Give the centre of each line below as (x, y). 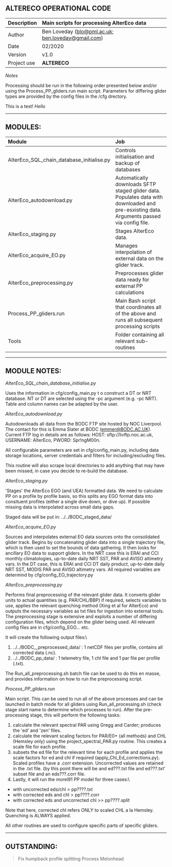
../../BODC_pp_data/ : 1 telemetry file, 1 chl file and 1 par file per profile (86, 658)
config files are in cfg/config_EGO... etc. (47, 627)
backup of (127, 163)
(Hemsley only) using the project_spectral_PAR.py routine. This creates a (89, 742)
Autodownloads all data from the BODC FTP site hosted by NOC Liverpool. (84, 424)
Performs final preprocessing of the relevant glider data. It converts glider (83, 595)
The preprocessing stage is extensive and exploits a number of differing (81, 617)
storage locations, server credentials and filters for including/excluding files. (86, 456)
